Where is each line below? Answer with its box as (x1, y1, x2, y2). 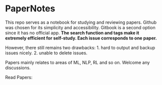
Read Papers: (5, 74, 33, 80)
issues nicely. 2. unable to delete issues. (5, 50, 88, 56)
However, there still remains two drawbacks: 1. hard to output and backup (5, 44, 155, 50)
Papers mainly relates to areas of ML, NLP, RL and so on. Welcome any (5, 59, 150, 65)
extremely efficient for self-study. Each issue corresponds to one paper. (5, 35, 157, 41)
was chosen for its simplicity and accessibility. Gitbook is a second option (5, 24, 156, 30)
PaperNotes (5, 3, 55, 14)
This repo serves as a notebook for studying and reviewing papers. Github (5, 19, 157, 25)
